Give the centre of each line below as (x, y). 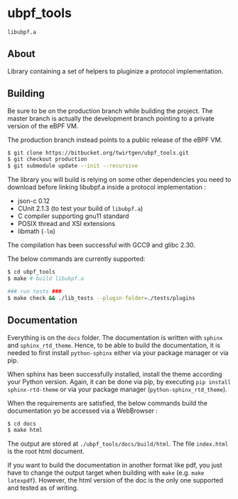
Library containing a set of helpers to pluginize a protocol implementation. (115, 71)
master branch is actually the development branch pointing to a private (111, 118)
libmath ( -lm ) (36, 231)
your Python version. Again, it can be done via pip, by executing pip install (119, 381)
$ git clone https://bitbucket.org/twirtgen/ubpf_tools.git (98, 153)
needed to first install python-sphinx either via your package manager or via (118, 353)
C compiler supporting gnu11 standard (73, 216)
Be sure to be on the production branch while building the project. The (110, 110)
